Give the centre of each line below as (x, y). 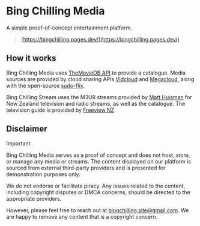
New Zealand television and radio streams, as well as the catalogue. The (96, 103)
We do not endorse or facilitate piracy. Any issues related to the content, (96, 186)
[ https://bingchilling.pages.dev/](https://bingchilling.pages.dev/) (100, 39)
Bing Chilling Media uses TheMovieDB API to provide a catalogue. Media (96, 73)
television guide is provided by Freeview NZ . (61, 110)
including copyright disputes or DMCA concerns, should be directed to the (98, 192)
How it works (31, 58)
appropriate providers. (34, 198)
